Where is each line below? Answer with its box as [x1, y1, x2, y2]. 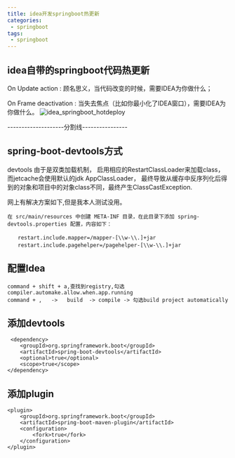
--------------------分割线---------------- [7, 122, 128, 131]
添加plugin [7, 388, 55, 400]
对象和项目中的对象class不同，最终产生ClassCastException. [19, 183, 193, 191]
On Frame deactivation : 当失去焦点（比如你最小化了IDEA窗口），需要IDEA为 [7, 99, 227, 107]
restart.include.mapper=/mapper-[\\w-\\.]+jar [17, 234, 156, 241]
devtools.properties [7, 221, 68, 228]
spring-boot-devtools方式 [7, 145, 123, 157]
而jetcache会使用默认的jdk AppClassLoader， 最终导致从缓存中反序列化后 [7, 174, 222, 183]
